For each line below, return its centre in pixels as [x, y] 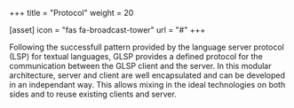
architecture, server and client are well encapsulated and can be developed [147, 75]
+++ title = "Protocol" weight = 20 [72, 13]
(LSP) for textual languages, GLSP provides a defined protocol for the [136, 56]
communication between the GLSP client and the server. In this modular [140, 66]
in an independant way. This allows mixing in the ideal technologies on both [147, 85]
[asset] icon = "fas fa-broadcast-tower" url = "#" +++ [107, 30]
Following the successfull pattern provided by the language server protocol [147, 47]
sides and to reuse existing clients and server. [93, 94]
